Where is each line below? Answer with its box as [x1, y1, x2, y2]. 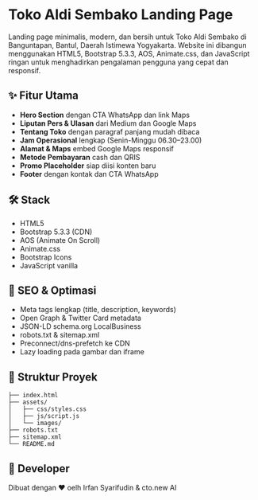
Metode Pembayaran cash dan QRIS [19, 152, 141, 162]
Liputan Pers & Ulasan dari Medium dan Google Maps [19, 118, 197, 128]
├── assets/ [8, 398, 48, 407]
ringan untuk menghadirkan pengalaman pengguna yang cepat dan [8, 57, 229, 67]
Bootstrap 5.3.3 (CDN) [19, 227, 93, 236]
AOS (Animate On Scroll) [19, 235, 101, 244]
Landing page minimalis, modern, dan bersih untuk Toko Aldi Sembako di [8, 32, 248, 41]
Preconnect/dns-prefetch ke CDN [19, 338, 131, 348]
